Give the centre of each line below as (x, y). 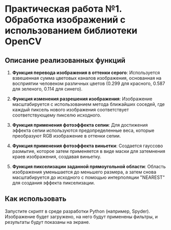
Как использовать (36, 199)
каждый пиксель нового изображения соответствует (70, 110)
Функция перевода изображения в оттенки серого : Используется (86, 73)
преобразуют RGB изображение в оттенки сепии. (67, 136)
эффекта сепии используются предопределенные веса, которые (83, 130)
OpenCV (23, 42)
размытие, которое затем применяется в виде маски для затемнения (89, 151)
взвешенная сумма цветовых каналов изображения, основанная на (87, 78)
